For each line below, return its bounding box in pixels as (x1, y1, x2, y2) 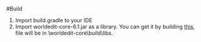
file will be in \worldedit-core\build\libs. (15, 29, 113, 37)
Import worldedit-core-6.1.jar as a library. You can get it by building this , (15, 23, 195, 30)
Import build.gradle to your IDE (15, 17, 93, 23)
